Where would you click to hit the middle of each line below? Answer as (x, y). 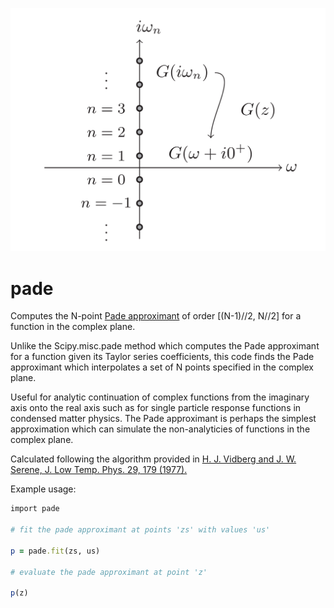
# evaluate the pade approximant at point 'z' (109, 572)
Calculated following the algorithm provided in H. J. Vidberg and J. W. (153, 459)
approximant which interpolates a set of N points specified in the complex (162, 367)
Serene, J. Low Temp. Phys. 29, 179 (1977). (99, 470)
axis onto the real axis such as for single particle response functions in (156, 408)
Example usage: (43, 489)
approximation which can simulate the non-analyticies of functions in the (160, 429)
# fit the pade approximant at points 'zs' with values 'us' (140, 530)
